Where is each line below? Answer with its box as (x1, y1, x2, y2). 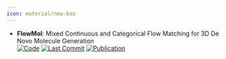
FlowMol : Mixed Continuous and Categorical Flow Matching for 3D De (16, 29, 220, 37)
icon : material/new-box (6, 10, 76, 17)
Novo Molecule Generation (16, 36, 94, 45)
